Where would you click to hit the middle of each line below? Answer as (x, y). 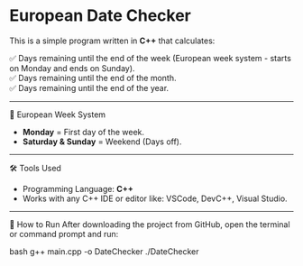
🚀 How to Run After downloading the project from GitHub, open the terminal (150, 224)
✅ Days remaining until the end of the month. (93, 78)
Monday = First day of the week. (83, 132)
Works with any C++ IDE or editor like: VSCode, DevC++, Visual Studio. (155, 198)
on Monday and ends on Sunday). (72, 68)
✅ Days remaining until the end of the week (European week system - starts (150, 58)
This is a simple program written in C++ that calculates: (112, 41)
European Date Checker (101, 16)
